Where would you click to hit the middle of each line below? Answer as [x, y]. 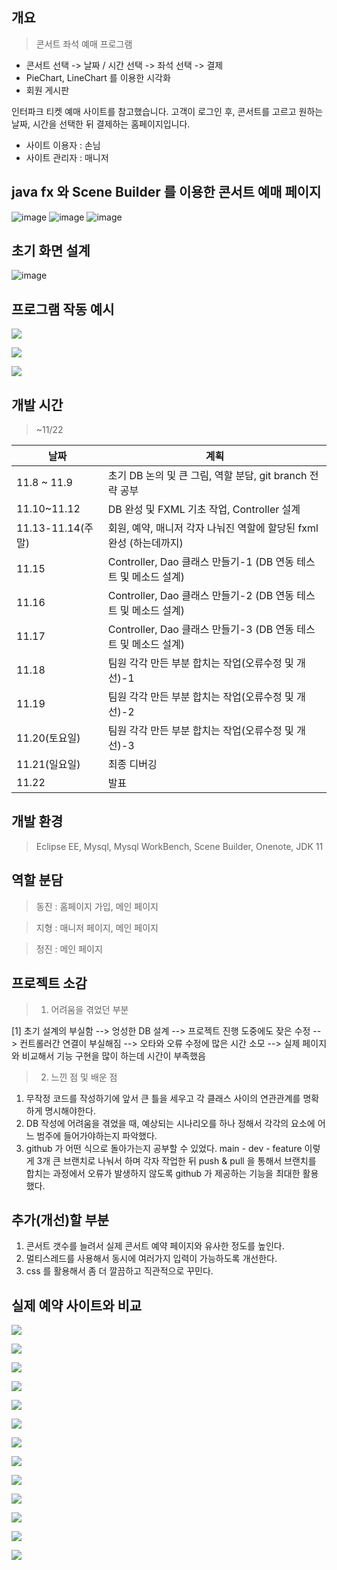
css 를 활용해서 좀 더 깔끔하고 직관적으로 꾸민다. [119, 1271]
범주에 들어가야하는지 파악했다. [97, 1135]
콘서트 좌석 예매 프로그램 [84, 44]
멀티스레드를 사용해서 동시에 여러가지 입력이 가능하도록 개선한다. [151, 1259]
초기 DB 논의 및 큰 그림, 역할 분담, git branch [207, 476]
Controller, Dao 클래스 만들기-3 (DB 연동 [200, 630]
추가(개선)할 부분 [60, 1219]
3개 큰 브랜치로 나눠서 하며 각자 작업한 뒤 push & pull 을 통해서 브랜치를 [176, 1160]
